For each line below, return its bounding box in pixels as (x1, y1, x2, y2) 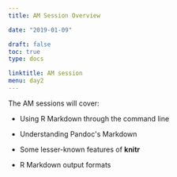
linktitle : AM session (8, 69, 83, 78)
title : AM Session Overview (8, 11, 101, 20)
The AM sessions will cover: (8, 98, 100, 108)
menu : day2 (8, 77, 44, 85)
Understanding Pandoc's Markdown (19, 129, 137, 139)
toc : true (8, 48, 41, 56)
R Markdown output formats (19, 160, 111, 169)
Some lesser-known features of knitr (19, 144, 141, 154)
